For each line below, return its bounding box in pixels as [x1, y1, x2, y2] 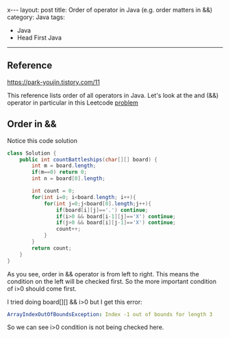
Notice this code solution [7, 136, 77, 144]
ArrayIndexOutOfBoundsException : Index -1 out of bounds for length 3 [7, 311, 213, 317]
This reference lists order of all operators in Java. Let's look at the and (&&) [7, 91, 219, 99]
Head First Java [16, 34, 62, 42]
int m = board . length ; [31, 162, 97, 170]
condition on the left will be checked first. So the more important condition [7, 277, 217, 285]
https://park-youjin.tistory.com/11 [7, 78, 101, 86]
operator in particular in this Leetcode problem [7, 99, 139, 107]
